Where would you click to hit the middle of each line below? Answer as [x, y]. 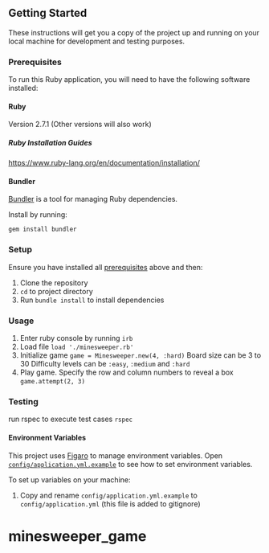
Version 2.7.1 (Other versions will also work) [80, 125]
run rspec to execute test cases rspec [71, 419]
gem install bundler [43, 229]
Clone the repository [54, 283]
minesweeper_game [77, 536]
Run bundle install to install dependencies [92, 300]
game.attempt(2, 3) [53, 382]
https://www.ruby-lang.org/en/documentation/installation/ [104, 163]
